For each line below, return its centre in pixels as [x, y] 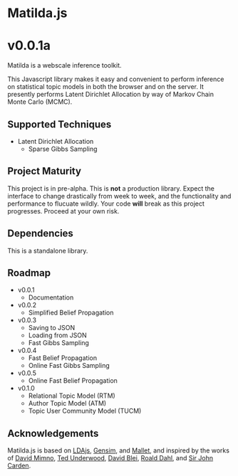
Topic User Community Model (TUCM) [85, 411]
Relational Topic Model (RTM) [72, 396]
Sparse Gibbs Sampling [63, 149]
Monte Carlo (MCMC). [40, 102]
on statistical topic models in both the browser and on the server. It [106, 87]
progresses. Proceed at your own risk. [63, 211]
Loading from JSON [57, 335]
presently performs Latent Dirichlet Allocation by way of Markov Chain [110, 95]
